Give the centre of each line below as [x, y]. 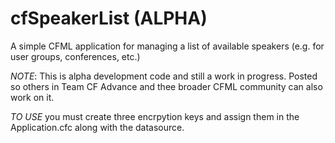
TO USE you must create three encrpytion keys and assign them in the [155, 116]
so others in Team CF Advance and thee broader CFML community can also [166, 86]
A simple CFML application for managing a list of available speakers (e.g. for [167, 46]
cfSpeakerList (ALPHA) [109, 18]
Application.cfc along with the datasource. [97, 127]
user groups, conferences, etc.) [75, 56]
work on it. [32, 97]
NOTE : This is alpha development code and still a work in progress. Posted [164, 76]
